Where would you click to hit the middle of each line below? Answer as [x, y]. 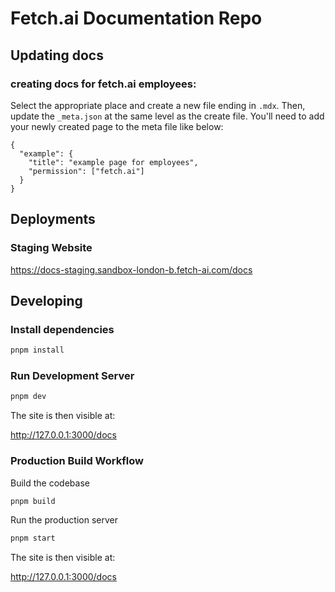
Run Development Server [72, 376]
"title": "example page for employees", [113, 162]
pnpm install [37, 350]
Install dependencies [62, 329]
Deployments [53, 219]
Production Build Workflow [77, 461]
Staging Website [51, 248]
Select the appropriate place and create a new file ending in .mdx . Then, [158, 105]
